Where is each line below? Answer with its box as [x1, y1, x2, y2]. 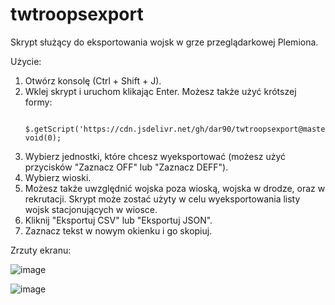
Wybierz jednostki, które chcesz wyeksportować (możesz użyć [24, 150, 287, 162]
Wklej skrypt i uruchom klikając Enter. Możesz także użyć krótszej [24, 85, 297, 97]
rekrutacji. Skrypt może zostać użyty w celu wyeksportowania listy [24, 193, 301, 205]
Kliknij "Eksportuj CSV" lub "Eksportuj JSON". [24, 214, 213, 226]
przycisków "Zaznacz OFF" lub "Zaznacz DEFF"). [24, 161, 229, 173]
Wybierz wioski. [24, 171, 92, 183]
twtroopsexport [10, 3, 144, 26]
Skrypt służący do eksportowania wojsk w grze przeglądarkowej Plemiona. [10, 36, 319, 48]
